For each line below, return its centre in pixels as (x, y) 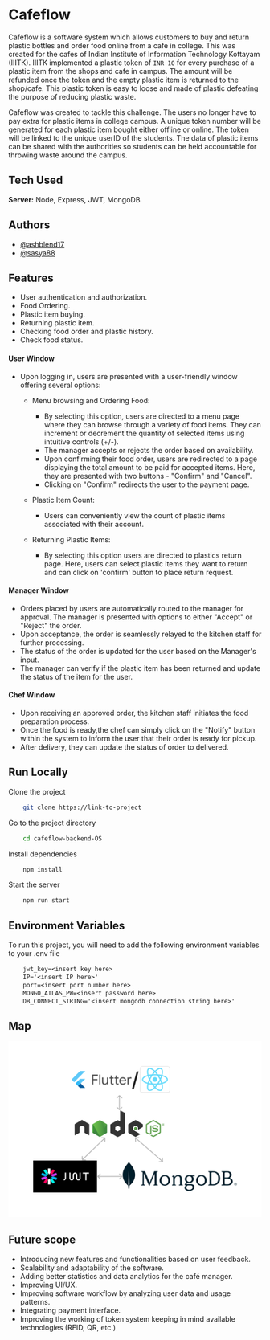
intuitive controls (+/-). (81, 441)
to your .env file (34, 954)
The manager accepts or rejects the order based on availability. (149, 450)
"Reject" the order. (51, 625)
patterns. (35, 1301)
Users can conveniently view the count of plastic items (135, 515)
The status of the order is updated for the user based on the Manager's (138, 651)
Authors (29, 225)
